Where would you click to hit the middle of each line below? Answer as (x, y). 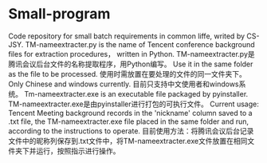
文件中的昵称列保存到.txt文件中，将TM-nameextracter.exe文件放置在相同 (128, 141)
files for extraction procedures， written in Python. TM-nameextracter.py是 (132, 54)
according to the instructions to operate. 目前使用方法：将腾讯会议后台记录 (131, 131)
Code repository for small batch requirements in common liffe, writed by (127, 36)
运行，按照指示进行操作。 (78, 151)
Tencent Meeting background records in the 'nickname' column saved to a (130, 113)
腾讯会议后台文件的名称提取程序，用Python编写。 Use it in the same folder (131, 64)
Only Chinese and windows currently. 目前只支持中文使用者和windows (124, 84)
